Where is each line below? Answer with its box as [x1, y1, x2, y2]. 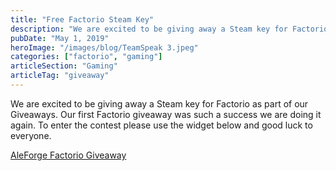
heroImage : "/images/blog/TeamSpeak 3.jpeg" [10, 42, 199, 53]
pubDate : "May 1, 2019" [10, 33, 110, 43]
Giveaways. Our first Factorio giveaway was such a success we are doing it [10, 108, 322, 120]
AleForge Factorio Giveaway [10, 149, 127, 161]
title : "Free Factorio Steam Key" [10, 14, 155, 25]
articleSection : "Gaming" [10, 61, 118, 71]
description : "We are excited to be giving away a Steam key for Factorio [10, 24, 329, 34]
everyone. [10, 129, 52, 141]
